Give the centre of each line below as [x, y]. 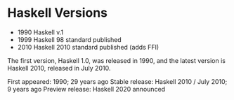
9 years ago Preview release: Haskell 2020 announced [86, 89]
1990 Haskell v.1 [40, 32]
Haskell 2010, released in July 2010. [59, 68]
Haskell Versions [57, 13]
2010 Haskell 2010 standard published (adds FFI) [88, 47]
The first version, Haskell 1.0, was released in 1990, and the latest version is [117, 60]
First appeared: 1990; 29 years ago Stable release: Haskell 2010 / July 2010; [117, 81]
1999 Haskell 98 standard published [69, 39]
